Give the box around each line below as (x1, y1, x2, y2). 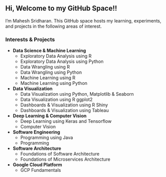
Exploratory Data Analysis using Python (20, 58, 104, 64)
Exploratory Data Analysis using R (20, 53, 92, 59)
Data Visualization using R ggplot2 (20, 97, 93, 103)
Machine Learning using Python (20, 80, 88, 86)
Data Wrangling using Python (20, 69, 82, 76)
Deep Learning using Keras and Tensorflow (20, 118, 112, 124)
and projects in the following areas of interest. (5, 23, 102, 29)
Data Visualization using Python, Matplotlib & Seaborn (20, 91, 134, 97)
